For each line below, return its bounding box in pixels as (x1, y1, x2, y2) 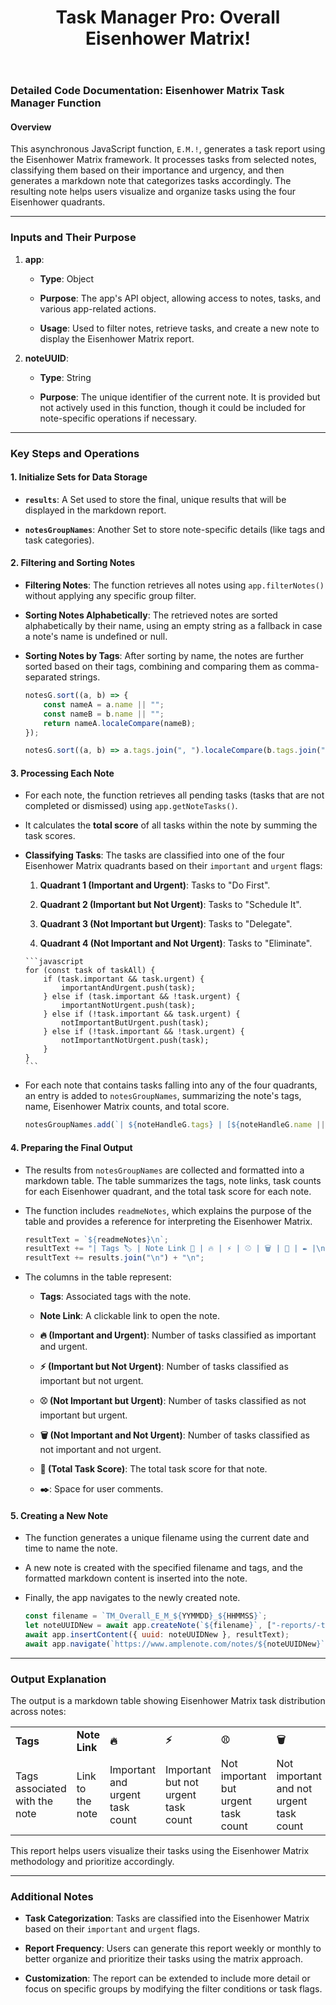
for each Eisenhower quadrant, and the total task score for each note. (24, 1185, 312, 1197)
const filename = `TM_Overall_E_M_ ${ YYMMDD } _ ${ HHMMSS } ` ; (24, 1611, 268, 1621)
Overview (10, 121, 52, 133)
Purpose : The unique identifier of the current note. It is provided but (39, 391, 321, 403)
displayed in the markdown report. (24, 504, 167, 516)
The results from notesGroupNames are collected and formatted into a (24, 1164, 305, 1176)
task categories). (24, 534, 95, 546)
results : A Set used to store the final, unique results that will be (24, 493, 287, 505)
